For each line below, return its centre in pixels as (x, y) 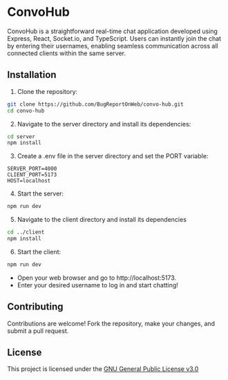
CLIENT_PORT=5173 (32, 175)
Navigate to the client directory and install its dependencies (102, 220)
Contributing (35, 307)
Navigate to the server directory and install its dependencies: (104, 124)
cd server (21, 136)
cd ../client (26, 232)
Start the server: (40, 193)
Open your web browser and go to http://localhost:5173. (97, 278)
